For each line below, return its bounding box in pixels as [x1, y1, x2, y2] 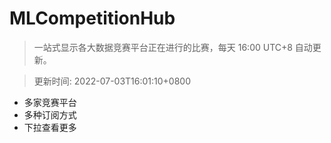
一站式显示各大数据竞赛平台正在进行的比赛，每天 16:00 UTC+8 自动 [33, 41, 313, 53]
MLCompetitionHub [9, 7, 176, 30]
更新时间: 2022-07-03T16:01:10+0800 [33, 75, 192, 87]
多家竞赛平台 [23, 96, 77, 108]
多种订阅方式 [23, 108, 77, 121]
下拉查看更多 [23, 121, 77, 133]
